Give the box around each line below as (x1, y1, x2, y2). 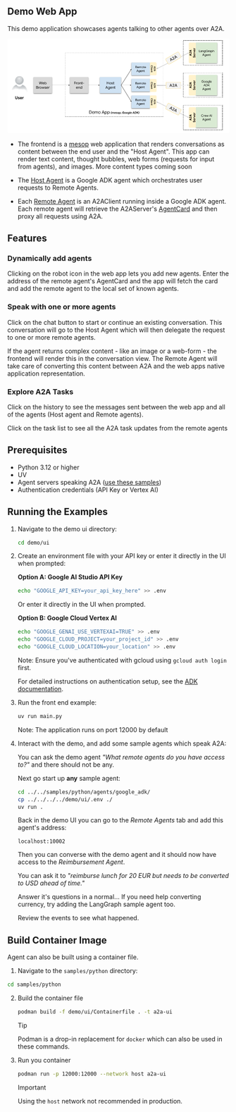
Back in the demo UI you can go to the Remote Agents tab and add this (17, 816, 224, 824)
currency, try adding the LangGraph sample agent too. (17, 900, 176, 908)
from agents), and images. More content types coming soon (17, 162, 192, 171)
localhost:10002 (17, 838, 66, 845)
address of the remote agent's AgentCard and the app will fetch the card (7, 277, 218, 285)
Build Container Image (7, 934, 107, 946)
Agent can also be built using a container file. (7, 953, 139, 961)
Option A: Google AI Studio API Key (17, 573, 123, 581)
